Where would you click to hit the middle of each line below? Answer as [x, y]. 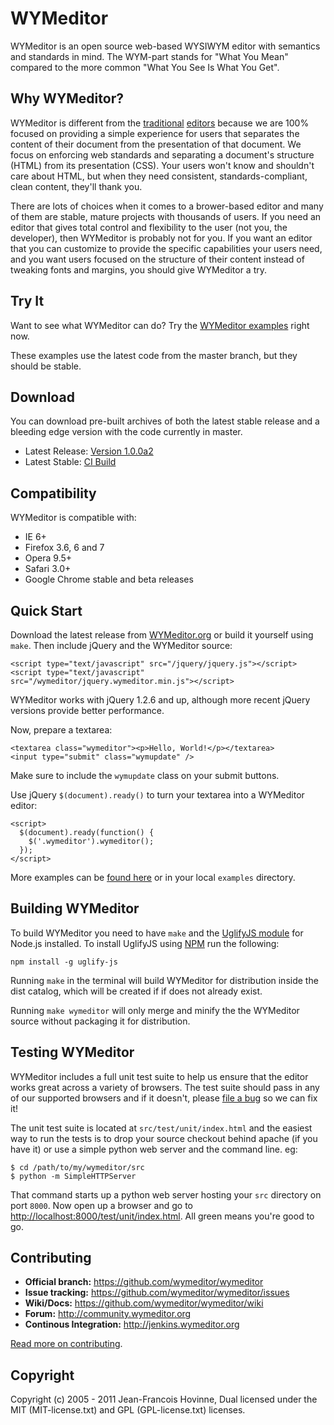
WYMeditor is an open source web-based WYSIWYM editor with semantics [165, 46]
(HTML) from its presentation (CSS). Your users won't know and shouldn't [162, 165]
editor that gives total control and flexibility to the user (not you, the [149, 227]
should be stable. [46, 366]
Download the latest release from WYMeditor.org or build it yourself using [162, 635]
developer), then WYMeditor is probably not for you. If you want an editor [161, 238]
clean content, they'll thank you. [76, 186]
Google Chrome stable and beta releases [109, 579]
